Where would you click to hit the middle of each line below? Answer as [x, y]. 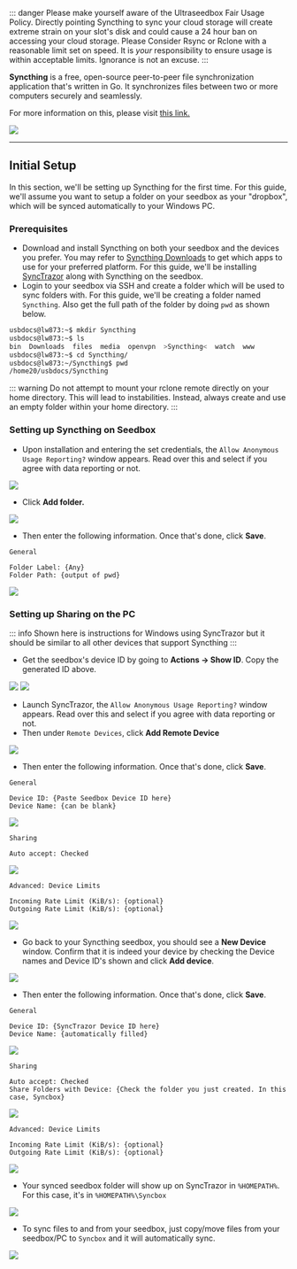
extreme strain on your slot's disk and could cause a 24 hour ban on [133, 31]
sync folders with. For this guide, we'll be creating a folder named [141, 295]
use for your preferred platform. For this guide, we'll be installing [139, 267]
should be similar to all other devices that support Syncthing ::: [123, 642]
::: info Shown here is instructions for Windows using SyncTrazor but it [137, 633]
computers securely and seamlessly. [76, 96]
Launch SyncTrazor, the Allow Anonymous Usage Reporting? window [145, 704]
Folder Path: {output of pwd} [65, 575]
